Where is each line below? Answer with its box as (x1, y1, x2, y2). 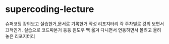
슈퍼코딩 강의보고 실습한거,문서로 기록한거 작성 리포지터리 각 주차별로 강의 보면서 (5, 20, 164, 26)
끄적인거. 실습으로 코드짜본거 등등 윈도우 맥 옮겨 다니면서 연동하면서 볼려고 (5, 26, 152, 33)
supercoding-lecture (5, 3, 94, 15)
